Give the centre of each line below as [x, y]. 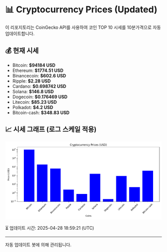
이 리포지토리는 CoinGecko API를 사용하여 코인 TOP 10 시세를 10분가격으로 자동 [83, 27]
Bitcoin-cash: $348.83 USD [41, 113]
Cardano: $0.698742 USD [39, 86]
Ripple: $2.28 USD [32, 81]
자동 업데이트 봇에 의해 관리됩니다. [38, 245]
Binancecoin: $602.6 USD [39, 75]
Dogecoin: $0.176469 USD [40, 97]
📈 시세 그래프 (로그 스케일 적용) [51, 129]
